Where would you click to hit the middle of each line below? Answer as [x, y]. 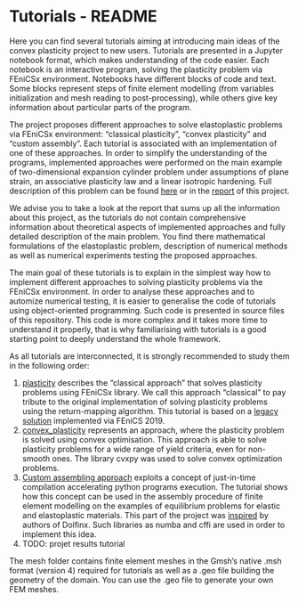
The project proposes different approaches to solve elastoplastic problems [146, 124]
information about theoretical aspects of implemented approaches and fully [148, 227]
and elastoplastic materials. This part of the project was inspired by [145, 515]
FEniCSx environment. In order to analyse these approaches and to [132, 291]
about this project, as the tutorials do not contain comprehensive [128, 217]
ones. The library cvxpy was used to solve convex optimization [167, 458]
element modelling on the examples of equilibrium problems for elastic [151, 506]
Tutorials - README [83, 16]
